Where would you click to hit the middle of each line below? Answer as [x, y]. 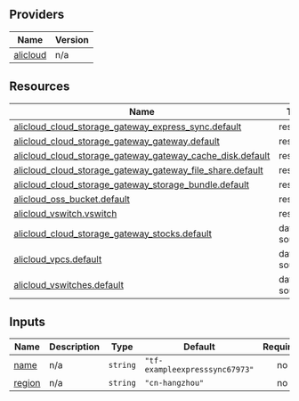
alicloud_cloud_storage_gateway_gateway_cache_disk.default [142, 155]
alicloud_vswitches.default [69, 284]
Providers [37, 15]
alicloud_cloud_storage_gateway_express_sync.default [128, 127]
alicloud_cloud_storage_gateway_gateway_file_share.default [139, 170]
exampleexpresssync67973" [199, 370]
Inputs [28, 322]
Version [72, 39]
